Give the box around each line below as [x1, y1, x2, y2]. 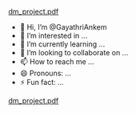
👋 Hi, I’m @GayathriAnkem [19, 22, 107, 31]
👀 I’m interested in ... [19, 31, 88, 40]
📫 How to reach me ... [19, 57, 94, 67]
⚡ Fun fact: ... [19, 78, 64, 87]
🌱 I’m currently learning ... [19, 39, 106, 49]
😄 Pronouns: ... [19, 68, 72, 78]
